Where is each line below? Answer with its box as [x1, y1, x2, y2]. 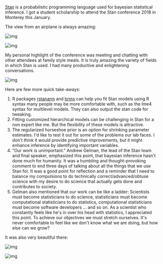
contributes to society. [12, 184, 57, 189]
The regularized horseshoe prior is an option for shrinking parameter [12, 127, 149, 133]
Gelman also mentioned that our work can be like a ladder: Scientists [12, 189, 149, 194]
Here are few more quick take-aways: [5, 87, 81, 92]
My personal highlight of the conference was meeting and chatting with [5, 52, 148, 58]
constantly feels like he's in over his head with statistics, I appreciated [12, 210, 152, 215]
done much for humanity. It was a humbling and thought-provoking [12, 158, 147, 163]
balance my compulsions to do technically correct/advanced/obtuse [12, 174, 149, 179]
